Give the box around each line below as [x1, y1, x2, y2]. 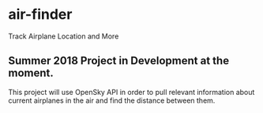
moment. [8, 67, 54, 80]
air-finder [8, 5, 73, 24]
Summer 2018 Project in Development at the [8, 54, 230, 67]
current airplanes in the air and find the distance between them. [8, 96, 216, 105]
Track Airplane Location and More [8, 31, 119, 41]
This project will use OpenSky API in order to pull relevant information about [8, 87, 255, 97]
